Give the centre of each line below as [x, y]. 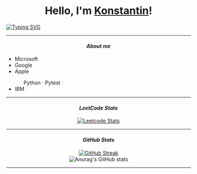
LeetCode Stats [98, 108]
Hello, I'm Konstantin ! [98, 11]
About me [98, 46]
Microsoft [26, 59]
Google [23, 65]
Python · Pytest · [43, 83]
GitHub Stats [98, 139]
